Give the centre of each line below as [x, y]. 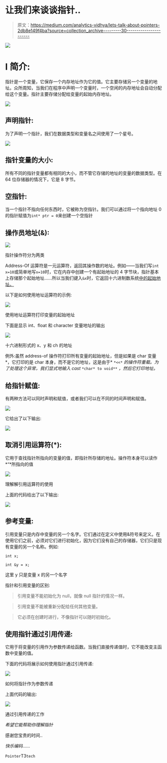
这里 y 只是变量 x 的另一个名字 [36, 574]
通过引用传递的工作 [25, 714]
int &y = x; [17, 565]
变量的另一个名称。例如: [34, 546]
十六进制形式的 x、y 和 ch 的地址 [39, 345]
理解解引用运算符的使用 [29, 484]
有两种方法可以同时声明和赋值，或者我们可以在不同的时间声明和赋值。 [77, 398]
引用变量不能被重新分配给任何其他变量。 [59, 606]
